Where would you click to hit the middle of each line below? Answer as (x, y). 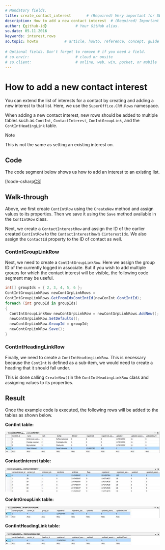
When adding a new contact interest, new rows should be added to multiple (82, 115)
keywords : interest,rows (30, 36)
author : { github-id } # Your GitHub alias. (62, 26)
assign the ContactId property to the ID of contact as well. (64, 239)
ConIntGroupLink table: (29, 499)
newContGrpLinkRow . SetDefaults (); (45, 319)
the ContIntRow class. (27, 219)
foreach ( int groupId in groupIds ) (41, 303)
